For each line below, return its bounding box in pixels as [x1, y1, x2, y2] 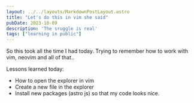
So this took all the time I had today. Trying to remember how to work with [6, 47, 189, 54]
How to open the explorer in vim [14, 77, 95, 84]
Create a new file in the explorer [14, 83, 95, 90]
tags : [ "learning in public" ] [6, 31, 82, 37]
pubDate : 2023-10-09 [6, 20, 58, 26]
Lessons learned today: [6, 65, 64, 72]
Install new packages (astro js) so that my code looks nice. [14, 90, 160, 97]
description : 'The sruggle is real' [6, 25, 98, 32]
